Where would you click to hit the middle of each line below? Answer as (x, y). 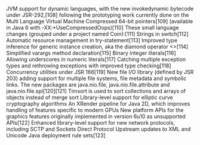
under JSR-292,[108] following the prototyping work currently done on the (98, 15)
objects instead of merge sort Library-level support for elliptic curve (90, 97)
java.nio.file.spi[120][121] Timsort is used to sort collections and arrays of (96, 91)
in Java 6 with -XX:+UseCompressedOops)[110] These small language (93, 27)
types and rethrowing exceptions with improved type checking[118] (89, 66)
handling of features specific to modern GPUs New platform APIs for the (95, 110)
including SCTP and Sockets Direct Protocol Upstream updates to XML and (99, 129)
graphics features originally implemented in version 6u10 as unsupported (96, 116)
